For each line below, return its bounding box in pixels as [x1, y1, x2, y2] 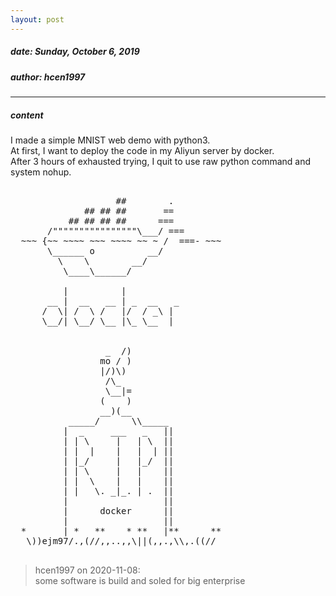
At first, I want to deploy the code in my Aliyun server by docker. [10, 144, 275, 156]
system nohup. [10, 166, 72, 178]
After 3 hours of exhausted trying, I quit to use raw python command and [10, 155, 312, 167]
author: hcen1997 [10, 71, 86, 83]
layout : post [10, 14, 65, 25]
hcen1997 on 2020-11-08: [34, 564, 141, 576]
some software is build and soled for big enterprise [34, 574, 246, 586]
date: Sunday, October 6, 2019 [10, 46, 140, 58]
